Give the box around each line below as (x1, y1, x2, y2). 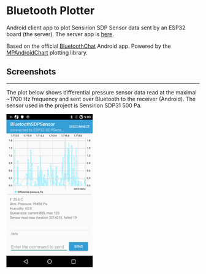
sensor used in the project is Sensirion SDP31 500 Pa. (6, 102, 142, 109)
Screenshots (6, 67, 56, 77)
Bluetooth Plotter (6, 4, 95, 18)
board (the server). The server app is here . (6, 30, 115, 37)
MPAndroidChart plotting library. (6, 48, 88, 56)
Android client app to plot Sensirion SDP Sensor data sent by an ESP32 (6, 24, 186, 31)
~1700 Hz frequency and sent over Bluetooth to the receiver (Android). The (6, 95, 196, 102)
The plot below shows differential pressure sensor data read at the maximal (6, 88, 197, 96)
